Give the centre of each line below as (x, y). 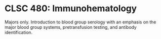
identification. (19, 32)
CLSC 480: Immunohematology (71, 9)
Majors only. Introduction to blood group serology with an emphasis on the (80, 22)
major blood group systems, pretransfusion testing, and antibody (71, 27)
